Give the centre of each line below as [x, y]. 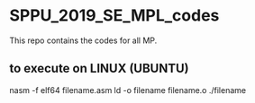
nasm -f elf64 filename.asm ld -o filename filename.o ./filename [127, 90]
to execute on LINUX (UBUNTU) [99, 69]
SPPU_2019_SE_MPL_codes [114, 16]
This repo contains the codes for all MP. [83, 40]
